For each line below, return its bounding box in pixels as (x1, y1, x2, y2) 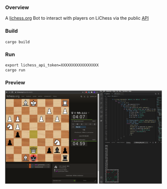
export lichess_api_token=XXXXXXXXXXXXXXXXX (5, 62, 99, 68)
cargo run (5, 67, 26, 73)
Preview (5, 79, 25, 86)
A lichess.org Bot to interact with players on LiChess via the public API (5, 15, 149, 21)
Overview (5, 4, 29, 11)
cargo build (5, 39, 30, 45)
